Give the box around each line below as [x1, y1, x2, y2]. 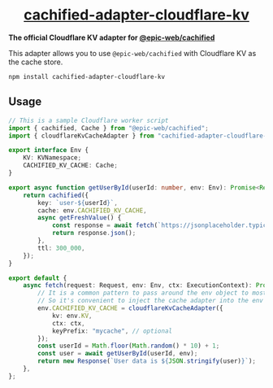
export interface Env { [8, 146, 89, 155]
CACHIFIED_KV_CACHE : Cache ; [23, 161, 118, 170]
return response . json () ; [51, 229, 136, 238]
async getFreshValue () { [37, 214, 122, 222]
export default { [8, 274, 67, 282]
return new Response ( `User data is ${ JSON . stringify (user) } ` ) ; [37, 357, 256, 365]
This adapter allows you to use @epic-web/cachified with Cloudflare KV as [8, 48, 257, 58]
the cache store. [8, 57, 63, 67]
